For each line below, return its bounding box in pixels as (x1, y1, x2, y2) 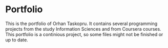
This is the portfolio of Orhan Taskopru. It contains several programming (5, 20, 158, 27)
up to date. (5, 37, 28, 43)
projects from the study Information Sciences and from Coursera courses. (5, 26, 161, 32)
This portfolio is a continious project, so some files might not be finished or (5, 31, 163, 37)
